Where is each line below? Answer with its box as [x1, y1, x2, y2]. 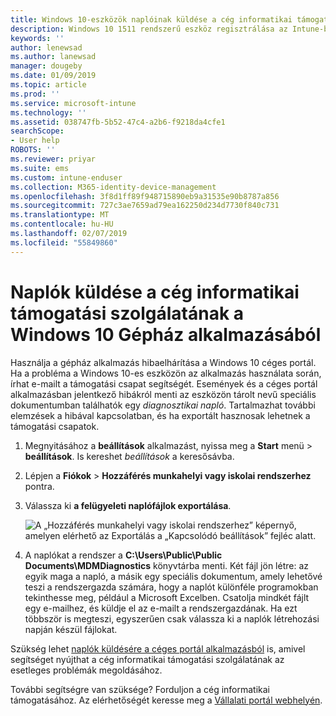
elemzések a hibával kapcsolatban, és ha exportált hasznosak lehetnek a [10, 409, 311, 421]
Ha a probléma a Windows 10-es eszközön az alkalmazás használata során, [10, 367, 322, 379]
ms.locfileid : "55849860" [10, 237, 118, 248]
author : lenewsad [10, 42, 83, 53]
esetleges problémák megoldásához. [10, 664, 163, 676]
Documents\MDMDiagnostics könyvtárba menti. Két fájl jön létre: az [24, 559, 309, 571]
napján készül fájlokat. [24, 623, 118, 635]
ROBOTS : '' [10, 145, 56, 155]
